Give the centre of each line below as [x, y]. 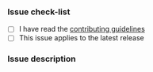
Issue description [42, 59]
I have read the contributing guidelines [82, 29]
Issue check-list [39, 12]
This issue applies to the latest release [81, 38]
